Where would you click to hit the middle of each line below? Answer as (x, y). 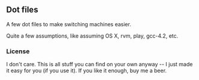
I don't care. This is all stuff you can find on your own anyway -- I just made (99, 64)
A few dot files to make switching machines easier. (69, 24)
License (18, 51)
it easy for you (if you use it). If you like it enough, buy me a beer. (86, 70)
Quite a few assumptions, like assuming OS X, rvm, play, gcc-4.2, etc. (92, 36)
